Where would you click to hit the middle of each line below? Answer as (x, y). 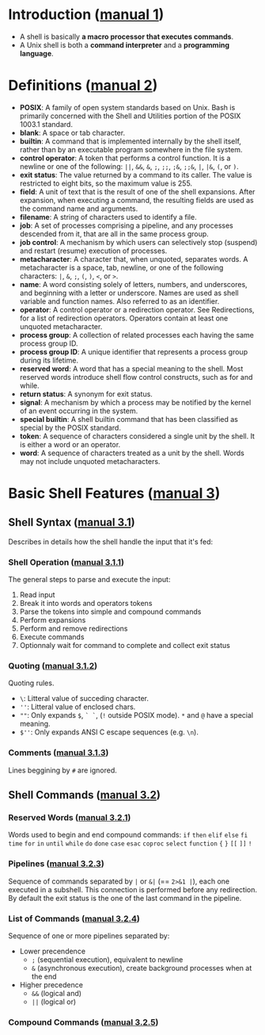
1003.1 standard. (46, 124)
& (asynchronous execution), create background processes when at (142, 968)
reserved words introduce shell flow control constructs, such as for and (136, 377)
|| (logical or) (54, 1002)
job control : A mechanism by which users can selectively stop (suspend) (138, 242)
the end (44, 976)
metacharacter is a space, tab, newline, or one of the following (121, 267)
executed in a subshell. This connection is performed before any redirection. (132, 889)
